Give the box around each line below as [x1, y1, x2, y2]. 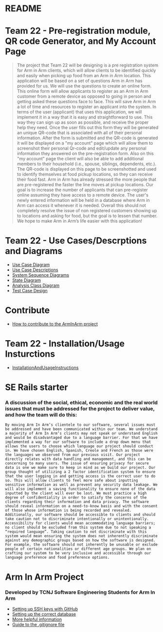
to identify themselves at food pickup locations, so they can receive [17, 172, 153, 177]
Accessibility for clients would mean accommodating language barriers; [5, 521, 156, 526]
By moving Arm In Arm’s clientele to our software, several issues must [5, 422, 156, 428]
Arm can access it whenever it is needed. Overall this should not [17, 202, 146, 208]
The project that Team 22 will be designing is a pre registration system [17, 62, 159, 68]
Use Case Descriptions [12, 267, 58, 273]
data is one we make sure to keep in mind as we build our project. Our [5, 465, 156, 470]
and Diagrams [5, 245, 63, 257]
